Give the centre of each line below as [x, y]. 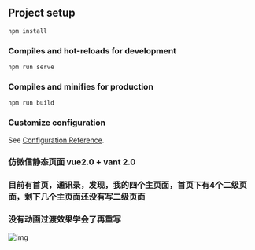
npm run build [31, 103]
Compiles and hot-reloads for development [92, 50]
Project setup [42, 13]
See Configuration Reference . [56, 140]
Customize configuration [57, 123]
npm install [28, 31]
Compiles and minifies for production [81, 87]
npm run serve [31, 67]
